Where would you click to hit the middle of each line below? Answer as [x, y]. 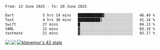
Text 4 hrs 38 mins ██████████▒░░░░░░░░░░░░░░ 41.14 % [80, 20]
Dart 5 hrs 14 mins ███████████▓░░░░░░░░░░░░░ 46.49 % [80, 15]
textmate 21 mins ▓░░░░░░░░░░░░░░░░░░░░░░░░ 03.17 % [80, 33]
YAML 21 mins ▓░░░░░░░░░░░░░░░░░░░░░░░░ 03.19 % [80, 29]
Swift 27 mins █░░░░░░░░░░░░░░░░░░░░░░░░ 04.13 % [80, 24]
